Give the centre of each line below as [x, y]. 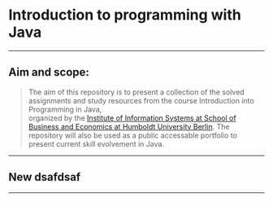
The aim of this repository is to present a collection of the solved [136, 92]
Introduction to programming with [125, 15]
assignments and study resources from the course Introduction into [141, 100]
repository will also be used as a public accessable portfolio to [133, 135]
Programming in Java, [65, 109]
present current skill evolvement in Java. [96, 143]
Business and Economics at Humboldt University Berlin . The [129, 126]
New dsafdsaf [45, 177]
